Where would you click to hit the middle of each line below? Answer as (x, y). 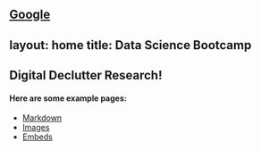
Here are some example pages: (68, 98)
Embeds (38, 137)
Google (30, 15)
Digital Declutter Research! (86, 75)
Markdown (42, 118)
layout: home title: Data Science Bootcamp (130, 45)
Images (36, 128)
